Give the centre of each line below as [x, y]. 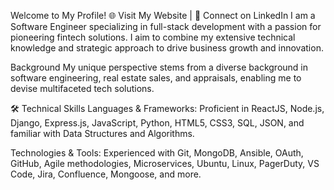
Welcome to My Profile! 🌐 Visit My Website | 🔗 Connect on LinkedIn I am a [163, 15]
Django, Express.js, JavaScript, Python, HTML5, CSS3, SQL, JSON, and [157, 123]
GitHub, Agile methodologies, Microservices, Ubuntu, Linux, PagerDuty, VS [165, 163]
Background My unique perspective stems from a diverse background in [159, 67]
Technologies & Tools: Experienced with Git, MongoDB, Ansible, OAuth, [157, 153]
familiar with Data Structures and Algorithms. [102, 133]
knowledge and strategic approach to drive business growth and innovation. [167, 48]
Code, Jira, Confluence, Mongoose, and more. [106, 174]
